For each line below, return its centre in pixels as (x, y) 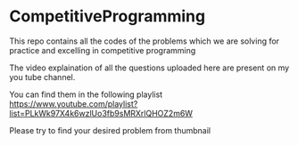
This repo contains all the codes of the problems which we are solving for (144, 41)
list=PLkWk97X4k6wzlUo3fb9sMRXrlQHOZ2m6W (101, 113)
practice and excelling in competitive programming (103, 50)
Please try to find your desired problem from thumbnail (110, 130)
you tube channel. (42, 77)
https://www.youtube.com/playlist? (74, 103)
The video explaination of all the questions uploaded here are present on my (149, 68)
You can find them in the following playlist (86, 94)
